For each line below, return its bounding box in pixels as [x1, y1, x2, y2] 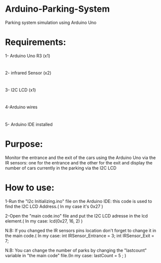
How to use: [5, 182, 55, 193]
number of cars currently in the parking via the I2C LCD [5, 165, 117, 171]
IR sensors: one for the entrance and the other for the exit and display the [5, 160, 153, 165]
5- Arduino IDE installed [5, 121, 53, 127]
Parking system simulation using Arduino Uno [5, 20, 97, 25]
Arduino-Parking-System [5, 3, 110, 15]
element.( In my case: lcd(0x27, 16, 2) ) [5, 218, 83, 224]
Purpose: [5, 138, 43, 149]
